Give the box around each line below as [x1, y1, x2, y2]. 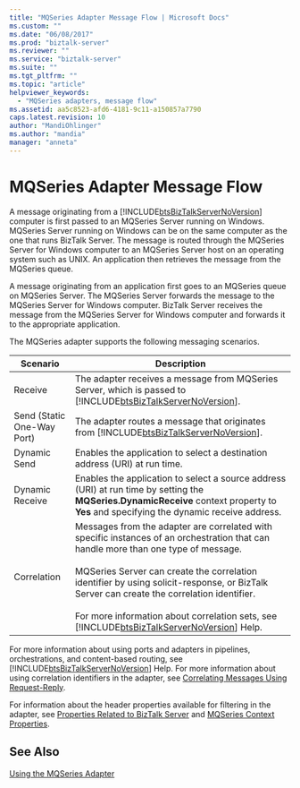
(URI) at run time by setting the [74, 483, 204, 495]
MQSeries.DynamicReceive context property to [74, 494, 277, 507]
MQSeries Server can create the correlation [74, 565, 257, 578]
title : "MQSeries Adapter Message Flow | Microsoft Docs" [9, 13, 229, 22]
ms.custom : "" [9, 21, 62, 30]
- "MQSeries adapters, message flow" [17, 96, 158, 106]
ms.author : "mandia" [9, 130, 87, 139]
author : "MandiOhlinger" [9, 122, 102, 131]
